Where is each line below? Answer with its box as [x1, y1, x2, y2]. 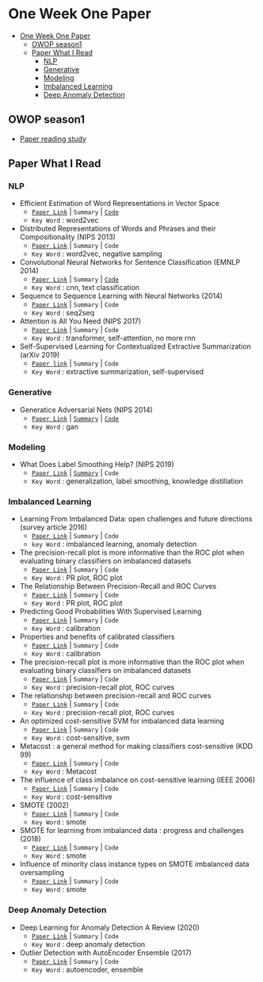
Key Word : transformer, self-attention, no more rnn [31, 334, 196, 343]
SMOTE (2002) [19, 801, 70, 810]
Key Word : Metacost [31, 766, 97, 777]
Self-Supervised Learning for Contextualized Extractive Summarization [19, 342, 251, 351]
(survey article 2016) [19, 522, 88, 532]
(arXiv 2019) [19, 350, 60, 360]
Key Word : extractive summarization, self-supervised [31, 367, 204, 376]
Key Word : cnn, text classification [31, 283, 140, 292]
